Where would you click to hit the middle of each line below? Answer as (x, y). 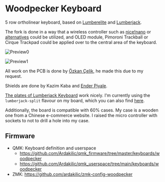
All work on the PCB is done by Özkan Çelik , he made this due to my (74, 71)
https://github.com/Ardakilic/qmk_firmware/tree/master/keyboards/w (90, 153)
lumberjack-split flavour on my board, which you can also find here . (75, 100)
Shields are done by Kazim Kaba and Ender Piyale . (56, 86)
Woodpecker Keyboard (53, 9)
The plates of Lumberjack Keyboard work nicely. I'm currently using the (78, 95)
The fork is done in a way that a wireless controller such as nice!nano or (78, 32)
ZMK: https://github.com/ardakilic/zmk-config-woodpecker (72, 174)
